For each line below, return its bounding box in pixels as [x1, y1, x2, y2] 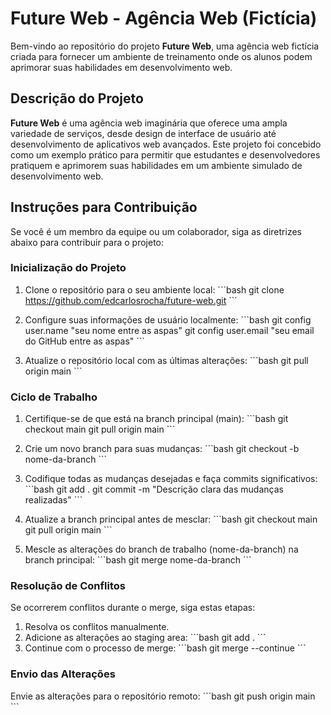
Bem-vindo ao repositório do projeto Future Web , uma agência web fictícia [10, 40, 320, 52]
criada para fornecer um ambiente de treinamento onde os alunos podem [10, 50, 313, 62]
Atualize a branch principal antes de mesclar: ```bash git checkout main [24, 513, 318, 526]
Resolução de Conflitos [10, 579, 126, 593]
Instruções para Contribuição [10, 199, 198, 216]
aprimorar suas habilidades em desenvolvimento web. [10, 61, 233, 73]
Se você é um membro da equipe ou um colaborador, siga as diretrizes [10, 225, 302, 237]
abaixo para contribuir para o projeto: [10, 236, 165, 248]
